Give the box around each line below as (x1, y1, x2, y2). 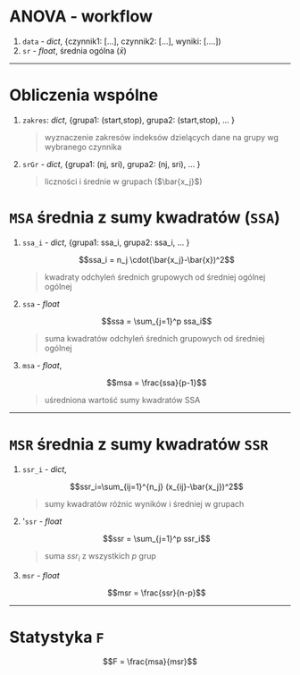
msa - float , (21, 359, 62, 370)
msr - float (21, 570, 60, 580)
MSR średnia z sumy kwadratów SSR (9, 435, 269, 454)
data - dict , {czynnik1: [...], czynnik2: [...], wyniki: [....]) (21, 36, 221, 46)
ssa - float (21, 298, 60, 309)
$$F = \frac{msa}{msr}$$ (102, 656, 198, 667)
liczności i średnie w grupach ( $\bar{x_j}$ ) (44, 176, 203, 187)
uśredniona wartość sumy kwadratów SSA (44, 394, 201, 405)
